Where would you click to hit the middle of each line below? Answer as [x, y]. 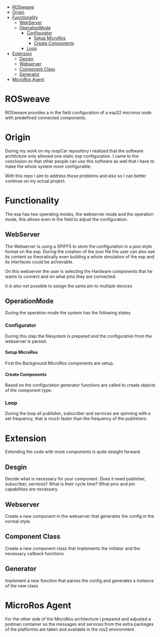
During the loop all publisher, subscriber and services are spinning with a [78, 414]
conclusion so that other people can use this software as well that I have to [80, 161]
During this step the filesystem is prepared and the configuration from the [79, 336]
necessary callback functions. [35, 553]
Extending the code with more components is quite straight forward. [73, 452]
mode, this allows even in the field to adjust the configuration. [67, 219]
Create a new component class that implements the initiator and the [73, 548]
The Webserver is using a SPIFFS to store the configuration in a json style [79, 246]
